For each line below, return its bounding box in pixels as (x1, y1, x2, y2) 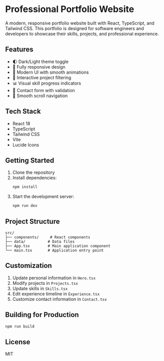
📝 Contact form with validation (12, 87, 75, 93)
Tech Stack (5, 107, 41, 116)
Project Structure (5, 217, 60, 226)
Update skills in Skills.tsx (12, 285, 68, 291)
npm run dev (12, 203, 37, 208)
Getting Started (5, 156, 54, 165)
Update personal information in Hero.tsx (12, 274, 96, 281)
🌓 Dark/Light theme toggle (12, 59, 69, 65)
